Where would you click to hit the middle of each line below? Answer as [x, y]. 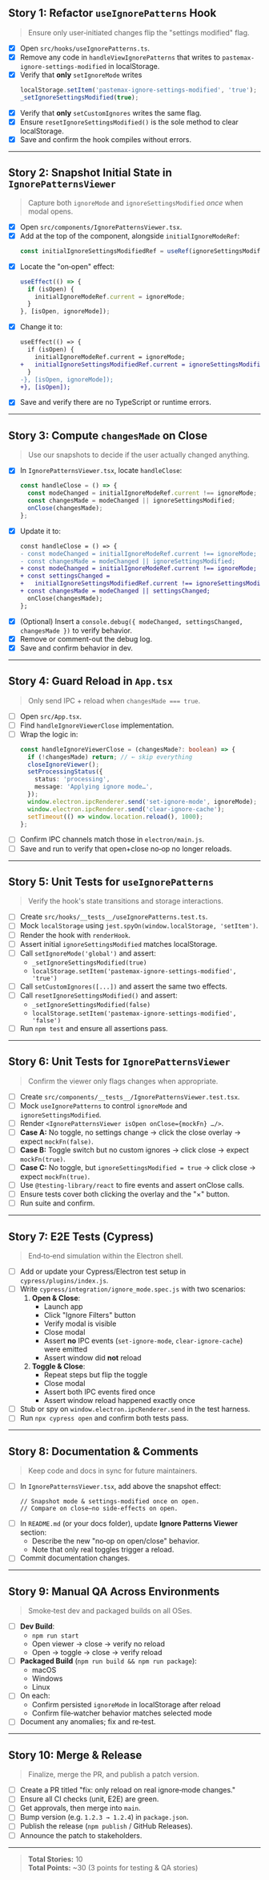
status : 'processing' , [72, 779]
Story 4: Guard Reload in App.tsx [91, 681]
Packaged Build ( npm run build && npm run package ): [108, 1661]
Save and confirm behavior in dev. [76, 648]
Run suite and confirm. [57, 1203]
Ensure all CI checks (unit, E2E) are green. [89, 1799]
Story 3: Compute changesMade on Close [108, 436]
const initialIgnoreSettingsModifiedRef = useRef [104, 251]
